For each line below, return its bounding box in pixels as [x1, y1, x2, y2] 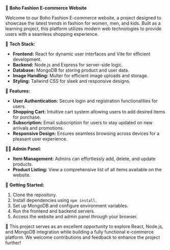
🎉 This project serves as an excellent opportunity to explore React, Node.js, [5, 223, 164, 230]
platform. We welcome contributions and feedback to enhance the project [5, 234, 160, 240]
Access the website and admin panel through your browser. [12, 214, 138, 219]
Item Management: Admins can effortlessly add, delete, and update [12, 156, 156, 162]
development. [12, 56, 42, 62]
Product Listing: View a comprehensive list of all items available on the [12, 167, 162, 172]
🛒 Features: [5, 88, 31, 94]
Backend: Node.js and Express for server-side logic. [12, 62, 123, 67]
